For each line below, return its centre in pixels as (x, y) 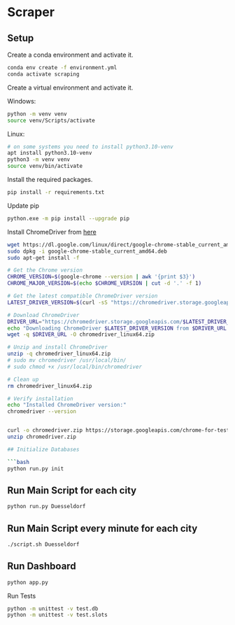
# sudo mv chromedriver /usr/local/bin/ (67, 360)
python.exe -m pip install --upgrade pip (69, 218)
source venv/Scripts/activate (51, 120)
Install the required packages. (50, 180)
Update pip (23, 205)
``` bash (19, 462)
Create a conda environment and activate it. (70, 55)
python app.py (28, 582)
